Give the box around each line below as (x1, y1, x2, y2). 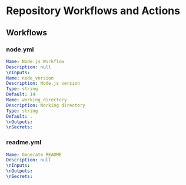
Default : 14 (6, 91, 35, 98)
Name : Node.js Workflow (6, 58, 65, 64)
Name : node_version (6, 75, 54, 81)
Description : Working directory (6, 102, 85, 108)
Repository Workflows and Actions (6, 4, 181, 18)
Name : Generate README (6, 151, 62, 157)
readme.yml (6, 138, 42, 147)
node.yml (6, 45, 34, 54)
